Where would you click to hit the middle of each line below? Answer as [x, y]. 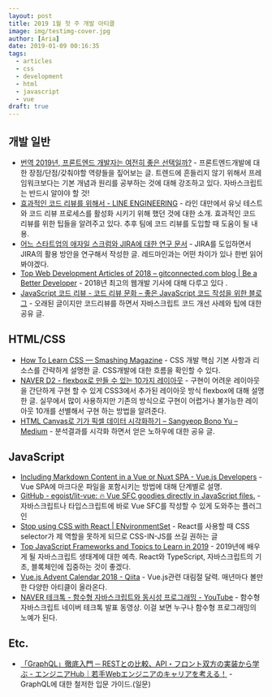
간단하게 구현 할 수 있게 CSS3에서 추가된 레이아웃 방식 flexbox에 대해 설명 [147, 390]
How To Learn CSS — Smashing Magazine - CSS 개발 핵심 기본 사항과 [136, 360]
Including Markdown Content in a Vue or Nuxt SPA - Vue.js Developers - [141, 477]
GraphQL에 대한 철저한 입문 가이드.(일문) [86, 684]
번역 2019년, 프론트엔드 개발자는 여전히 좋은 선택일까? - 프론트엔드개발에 [136, 162]
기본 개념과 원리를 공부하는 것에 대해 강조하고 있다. [142, 183]
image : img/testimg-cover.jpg [60, 31]
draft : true [28, 106]
